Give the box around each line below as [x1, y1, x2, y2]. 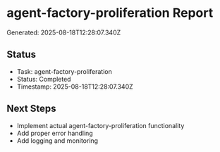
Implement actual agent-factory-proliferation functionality [16, 121, 185, 129]
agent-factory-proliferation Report [6, 5, 214, 21]
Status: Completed [16, 75, 71, 83]
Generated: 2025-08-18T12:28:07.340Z [6, 28, 121, 37]
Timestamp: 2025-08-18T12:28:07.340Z [16, 82, 133, 91]
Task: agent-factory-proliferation [16, 67, 112, 75]
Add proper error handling [16, 129, 93, 137]
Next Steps [6, 103, 56, 115]
